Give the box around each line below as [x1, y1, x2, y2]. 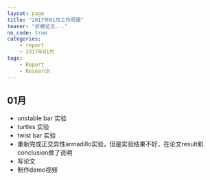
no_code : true [7, 29, 48, 36]
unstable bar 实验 [16, 114, 67, 122]
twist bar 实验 [16, 131, 56, 139]
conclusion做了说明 [16, 148, 73, 157]
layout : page [7, 10, 45, 17]
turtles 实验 [16, 123, 49, 131]
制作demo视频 [16, 166, 58, 174]
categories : [7, 36, 41, 43]
